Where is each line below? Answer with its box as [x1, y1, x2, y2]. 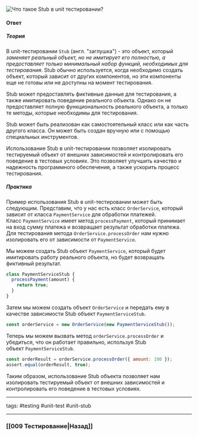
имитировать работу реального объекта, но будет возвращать [6, 253, 165, 261]
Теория [6, 32, 25, 40]
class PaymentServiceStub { [6, 271, 75, 277]
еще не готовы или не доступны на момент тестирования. [6, 79, 153, 86]
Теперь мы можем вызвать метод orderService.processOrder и [6, 332, 164, 339]
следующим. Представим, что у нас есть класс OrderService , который [6, 204, 183, 212]
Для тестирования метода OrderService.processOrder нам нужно [6, 229, 169, 236]
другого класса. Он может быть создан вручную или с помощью [6, 127, 170, 134]
